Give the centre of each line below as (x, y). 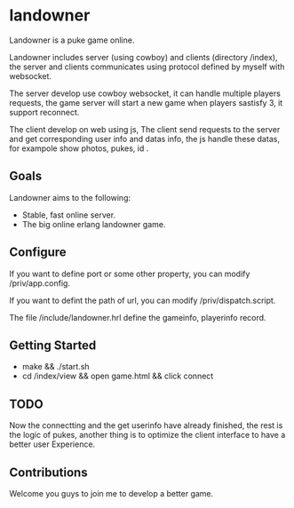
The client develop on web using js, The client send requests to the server (145, 129)
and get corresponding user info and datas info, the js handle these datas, (144, 139)
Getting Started (53, 345)
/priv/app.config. (40, 283)
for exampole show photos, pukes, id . (79, 148)
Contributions (48, 472)
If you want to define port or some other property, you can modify (130, 274)
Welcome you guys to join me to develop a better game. (111, 493)
